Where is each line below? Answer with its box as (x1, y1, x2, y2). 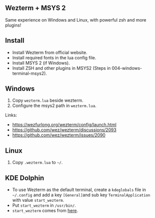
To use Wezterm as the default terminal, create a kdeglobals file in (12, 187, 146, 193)
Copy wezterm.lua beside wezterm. (12, 98, 83, 104)
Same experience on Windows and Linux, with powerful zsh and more (5, 17, 147, 23)
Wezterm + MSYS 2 (5, 4, 66, 12)
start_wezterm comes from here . (12, 208, 78, 214)
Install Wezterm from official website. (12, 49, 87, 55)
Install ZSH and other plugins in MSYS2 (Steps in (12, 65, 111, 71)
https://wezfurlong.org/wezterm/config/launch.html (12, 122, 117, 128)
